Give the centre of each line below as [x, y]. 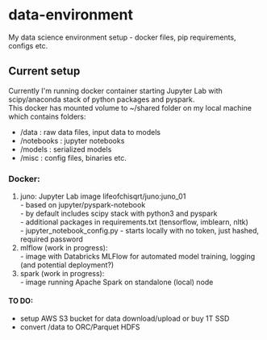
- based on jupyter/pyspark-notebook [83, 205]
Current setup [44, 71]
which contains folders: [47, 116]
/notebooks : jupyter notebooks [72, 141]
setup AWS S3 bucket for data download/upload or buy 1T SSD [125, 319]
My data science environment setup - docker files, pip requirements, [122, 37]
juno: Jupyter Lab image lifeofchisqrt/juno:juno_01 [103, 196]
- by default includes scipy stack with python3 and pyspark [119, 214]
